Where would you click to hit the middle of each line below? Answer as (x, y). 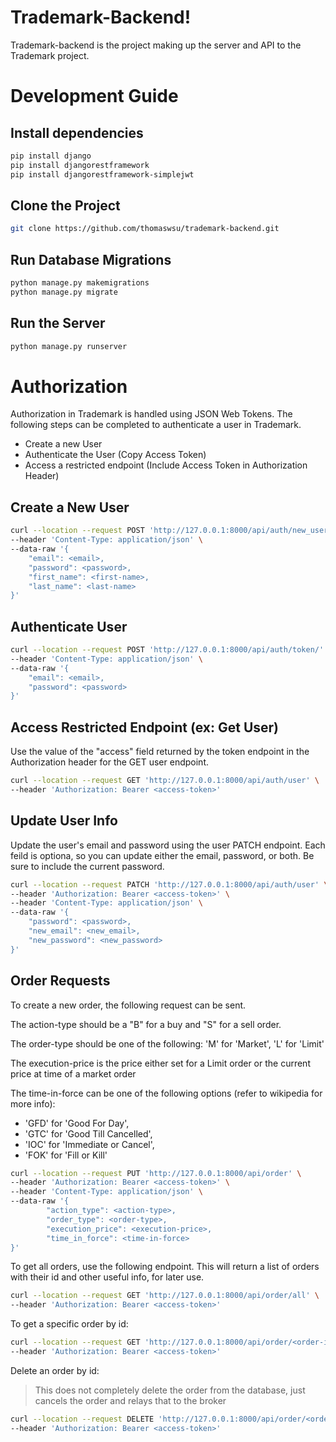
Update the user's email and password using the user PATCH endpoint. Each (168, 845)
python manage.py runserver (69, 346)
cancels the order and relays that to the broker (130, 1400)
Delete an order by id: (55, 1370)
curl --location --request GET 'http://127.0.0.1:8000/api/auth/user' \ (165, 781)
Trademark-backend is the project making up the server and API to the (156, 45)
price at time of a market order (73, 1073)
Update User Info (64, 821)
